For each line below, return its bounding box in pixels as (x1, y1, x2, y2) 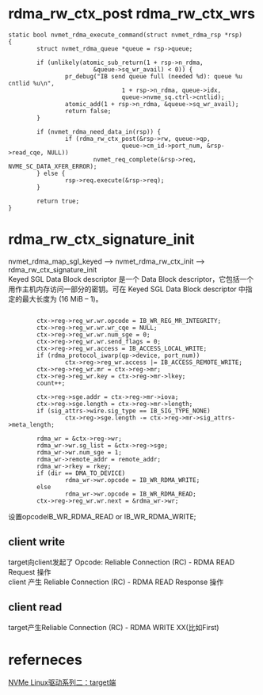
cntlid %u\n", (8, 79, 55, 87)
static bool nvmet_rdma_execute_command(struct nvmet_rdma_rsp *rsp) (8, 31, 243, 39)
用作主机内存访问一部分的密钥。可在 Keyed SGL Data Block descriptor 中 (8, 284, 246, 294)
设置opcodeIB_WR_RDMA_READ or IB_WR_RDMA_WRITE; (8, 511, 196, 521)
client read (8, 601, 63, 614)
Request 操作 (8, 567, 51, 576)
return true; (36, 197, 80, 205)
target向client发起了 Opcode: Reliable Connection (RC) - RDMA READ (8, 557, 235, 567)
